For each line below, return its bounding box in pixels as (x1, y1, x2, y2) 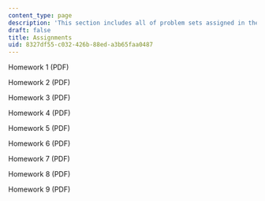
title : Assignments (8, 33, 73, 42)
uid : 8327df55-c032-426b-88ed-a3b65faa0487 (8, 41, 154, 49)
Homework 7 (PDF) (8, 154, 71, 164)
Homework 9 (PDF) (8, 184, 71, 194)
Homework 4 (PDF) (8, 108, 71, 118)
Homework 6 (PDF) (8, 139, 71, 148)
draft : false (8, 26, 51, 34)
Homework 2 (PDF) (8, 78, 71, 87)
